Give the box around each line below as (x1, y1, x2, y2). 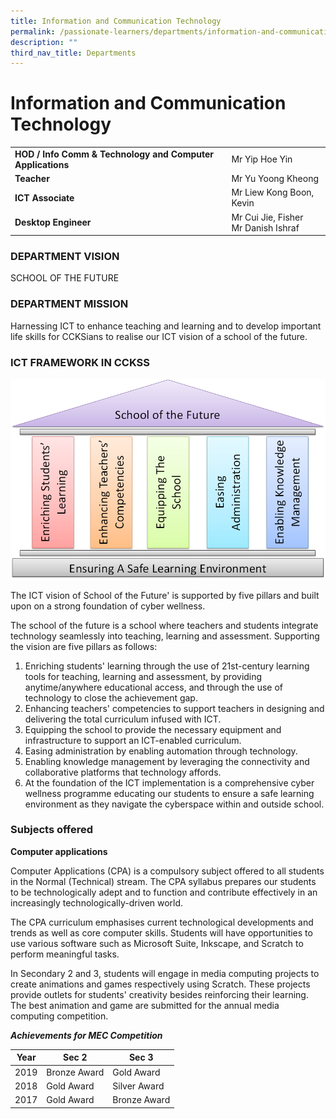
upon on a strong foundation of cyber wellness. (10, 600, 206, 612)
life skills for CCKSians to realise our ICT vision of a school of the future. (10, 330, 308, 342)
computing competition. (10, 1010, 109, 1022)
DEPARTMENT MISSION (10, 297, 129, 311)
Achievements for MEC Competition (10, 1029, 163, 1041)
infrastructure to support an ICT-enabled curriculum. (24, 734, 242, 746)
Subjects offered (10, 823, 94, 837)
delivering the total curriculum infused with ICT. (24, 713, 222, 725)
